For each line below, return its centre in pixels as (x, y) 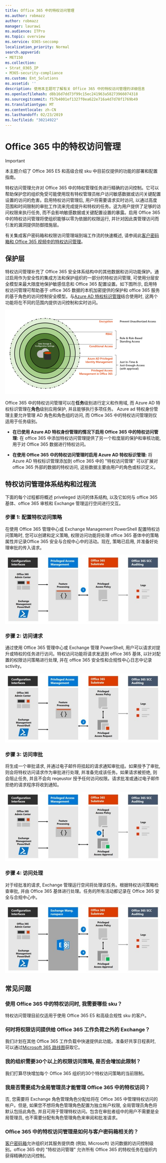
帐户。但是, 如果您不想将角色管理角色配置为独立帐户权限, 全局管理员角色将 (81, 1105)
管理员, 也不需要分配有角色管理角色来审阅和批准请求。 (64, 1118)
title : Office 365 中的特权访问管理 (40, 10)
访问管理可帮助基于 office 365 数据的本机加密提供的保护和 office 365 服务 (84, 290)
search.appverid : (23, 52)
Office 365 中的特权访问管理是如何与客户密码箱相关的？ (72, 1131)
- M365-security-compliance (34, 73)
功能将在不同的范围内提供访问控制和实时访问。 (53, 303)
